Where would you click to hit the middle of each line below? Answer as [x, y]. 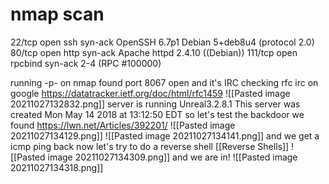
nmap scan [57, 14]
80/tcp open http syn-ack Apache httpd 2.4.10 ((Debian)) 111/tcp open [154, 52]
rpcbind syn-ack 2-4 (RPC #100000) [86, 63]
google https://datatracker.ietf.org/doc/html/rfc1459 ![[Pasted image [150, 93]
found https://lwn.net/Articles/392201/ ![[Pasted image [123, 125]
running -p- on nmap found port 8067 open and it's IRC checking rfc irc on [164, 82]
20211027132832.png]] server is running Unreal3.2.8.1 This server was [155, 104]
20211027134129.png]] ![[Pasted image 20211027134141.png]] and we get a [165, 135]
